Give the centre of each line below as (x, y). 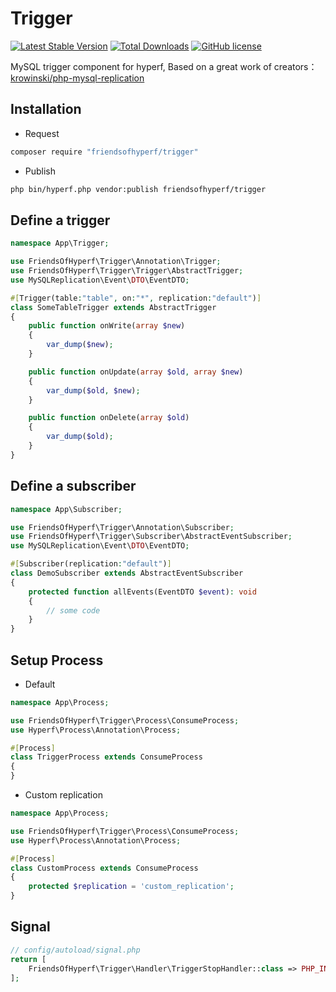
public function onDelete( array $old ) (109, 418)
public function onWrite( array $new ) (107, 326)
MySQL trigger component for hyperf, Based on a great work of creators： (164, 66)
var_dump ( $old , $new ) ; (93, 390)
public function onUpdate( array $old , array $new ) (136, 372)
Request (42, 133)
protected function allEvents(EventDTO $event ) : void (142, 592)
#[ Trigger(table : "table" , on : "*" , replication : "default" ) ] (136, 298)
